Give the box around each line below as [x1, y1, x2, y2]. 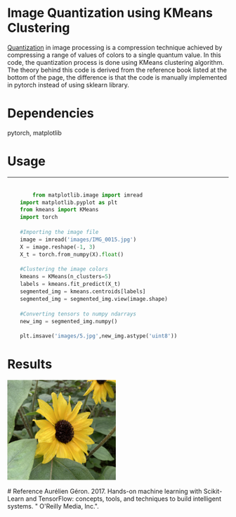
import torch [20, 213, 58, 221]
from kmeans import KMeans [20, 206, 99, 213]
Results [7, 356, 53, 373]
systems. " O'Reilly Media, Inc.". [7, 502, 100, 510]
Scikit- [203, 487, 223, 495]
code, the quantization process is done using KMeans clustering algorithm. [7, 58, 225, 66]
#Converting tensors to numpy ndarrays [20, 310, 137, 318]
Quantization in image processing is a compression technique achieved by [7, 43, 223, 51]
